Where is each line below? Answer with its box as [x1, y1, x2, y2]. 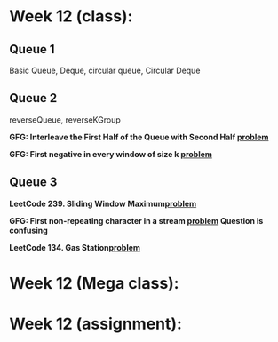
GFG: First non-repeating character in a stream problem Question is [9, 215, 264, 226]
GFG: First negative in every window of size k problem [9, 148, 213, 159]
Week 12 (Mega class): [9, 273, 179, 293]
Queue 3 [9, 175, 58, 190]
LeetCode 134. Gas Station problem [9, 242, 140, 252]
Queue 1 [9, 42, 55, 57]
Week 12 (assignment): [9, 314, 182, 334]
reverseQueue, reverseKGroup [9, 114, 122, 125]
